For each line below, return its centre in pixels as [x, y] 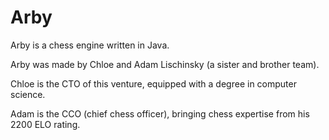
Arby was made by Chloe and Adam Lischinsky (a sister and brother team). [165, 64]
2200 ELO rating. [45, 124]
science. [28, 94]
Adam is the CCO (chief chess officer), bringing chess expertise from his [160, 113]
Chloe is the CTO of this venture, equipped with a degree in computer [153, 83]
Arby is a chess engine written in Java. [90, 45]
